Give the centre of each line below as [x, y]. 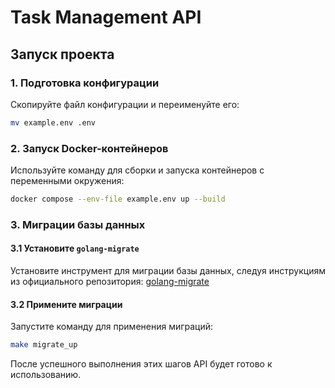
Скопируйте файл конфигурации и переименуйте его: [125, 104]
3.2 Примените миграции [66, 304]
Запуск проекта [62, 54]
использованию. [46, 375]
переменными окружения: [67, 181]
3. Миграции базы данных [78, 224]
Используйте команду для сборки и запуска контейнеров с [137, 170]
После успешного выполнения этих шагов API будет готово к [141, 364]
